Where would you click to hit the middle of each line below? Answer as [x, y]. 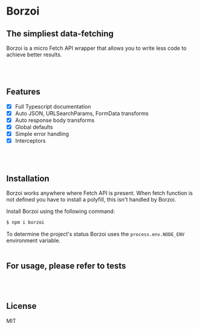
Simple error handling [42, 134]
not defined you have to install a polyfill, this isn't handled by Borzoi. [91, 199]
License [21, 306]
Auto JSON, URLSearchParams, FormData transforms [82, 113]
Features [23, 92]
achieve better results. [34, 55]
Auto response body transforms [55, 120]
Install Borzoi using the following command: [60, 211]
